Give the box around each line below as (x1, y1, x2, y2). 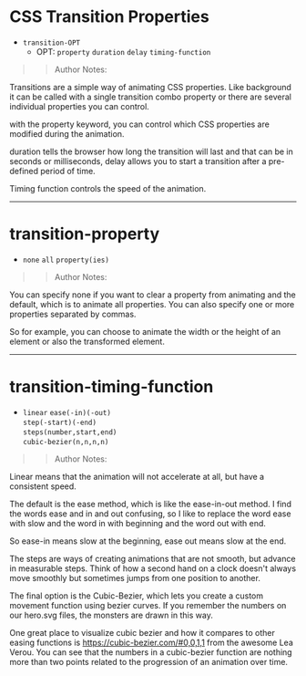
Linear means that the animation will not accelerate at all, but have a (9, 471, 265, 482)
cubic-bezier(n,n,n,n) (22, 437, 109, 446)
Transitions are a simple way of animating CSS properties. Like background (9, 81, 291, 92)
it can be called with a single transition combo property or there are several (9, 91, 291, 102)
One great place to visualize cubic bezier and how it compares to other (9, 627, 276, 638)
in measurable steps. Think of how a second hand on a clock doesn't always (9, 563, 297, 574)
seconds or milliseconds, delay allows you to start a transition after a (9, 155, 267, 166)
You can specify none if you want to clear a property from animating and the (9, 289, 296, 300)
